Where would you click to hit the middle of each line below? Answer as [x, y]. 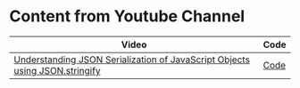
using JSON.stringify [57, 70]
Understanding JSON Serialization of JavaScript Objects [132, 60]
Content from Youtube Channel [127, 16]
